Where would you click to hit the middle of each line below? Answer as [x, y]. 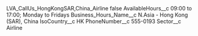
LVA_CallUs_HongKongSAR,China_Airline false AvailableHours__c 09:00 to [99, 8]
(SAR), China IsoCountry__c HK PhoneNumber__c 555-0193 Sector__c [94, 21]
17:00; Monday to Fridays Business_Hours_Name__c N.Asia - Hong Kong [97, 15]
